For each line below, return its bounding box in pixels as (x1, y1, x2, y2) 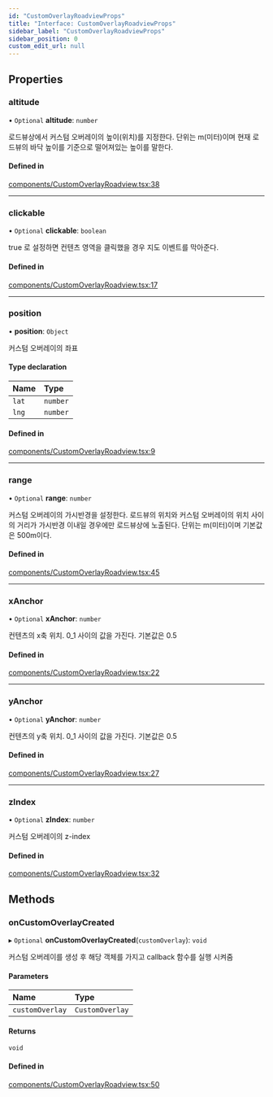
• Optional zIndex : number (8, 815, 95, 824)
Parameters (8, 971, 49, 981)
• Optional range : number (8, 493, 92, 503)
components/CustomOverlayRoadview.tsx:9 (8, 447, 156, 457)
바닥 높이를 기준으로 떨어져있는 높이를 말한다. (29, 142, 173, 151)
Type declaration (8, 362, 67, 372)
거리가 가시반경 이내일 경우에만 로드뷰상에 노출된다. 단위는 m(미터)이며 (16, 520, 241, 530)
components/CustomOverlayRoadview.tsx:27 (8, 768, 160, 778)
